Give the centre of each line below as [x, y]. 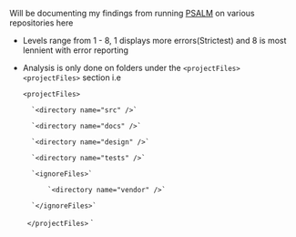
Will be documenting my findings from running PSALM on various [132, 13]
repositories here [41, 23]
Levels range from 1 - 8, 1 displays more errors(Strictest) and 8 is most [154, 41]
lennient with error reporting [76, 50]
